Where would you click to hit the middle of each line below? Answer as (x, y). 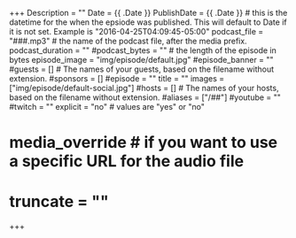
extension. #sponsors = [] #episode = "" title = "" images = (117, 78)
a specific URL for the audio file (127, 161)
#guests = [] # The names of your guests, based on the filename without (142, 69)
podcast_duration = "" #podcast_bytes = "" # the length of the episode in (143, 50)
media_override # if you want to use (143, 143)
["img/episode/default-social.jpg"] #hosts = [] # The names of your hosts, (144, 88)
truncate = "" (59, 202)
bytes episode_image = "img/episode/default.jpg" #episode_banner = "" (141, 60)
